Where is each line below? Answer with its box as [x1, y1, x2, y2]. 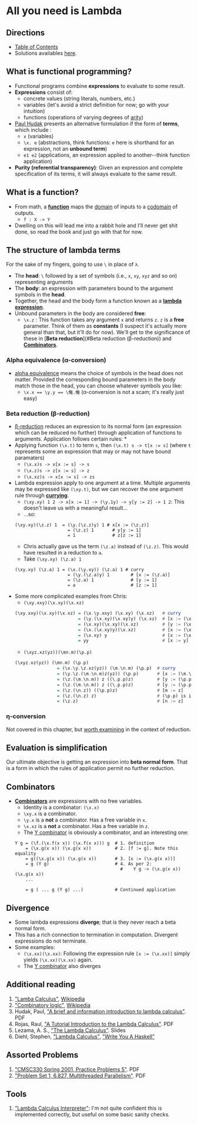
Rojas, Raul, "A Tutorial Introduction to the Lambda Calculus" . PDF [14, 1020, 174, 1027]
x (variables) [23, 132, 54, 139]
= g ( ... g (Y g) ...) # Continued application [25, 887, 176, 893]
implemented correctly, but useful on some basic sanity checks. [14, 1111, 170, 1118]
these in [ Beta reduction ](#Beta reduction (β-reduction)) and [23, 335, 172, 342]
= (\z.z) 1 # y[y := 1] [67, 527, 142, 533]
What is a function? [6, 187, 79, 197]
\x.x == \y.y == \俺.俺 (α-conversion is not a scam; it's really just [23, 388, 184, 395]
